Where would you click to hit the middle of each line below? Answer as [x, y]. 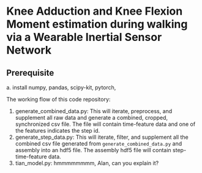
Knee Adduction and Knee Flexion [95, 11]
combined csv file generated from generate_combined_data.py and [99, 144]
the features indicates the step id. [58, 131]
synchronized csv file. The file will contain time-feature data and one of [105, 124]
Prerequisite [30, 72]
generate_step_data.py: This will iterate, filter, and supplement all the [102, 137]
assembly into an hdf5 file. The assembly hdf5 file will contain [93, 150]
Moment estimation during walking [97, 24]
